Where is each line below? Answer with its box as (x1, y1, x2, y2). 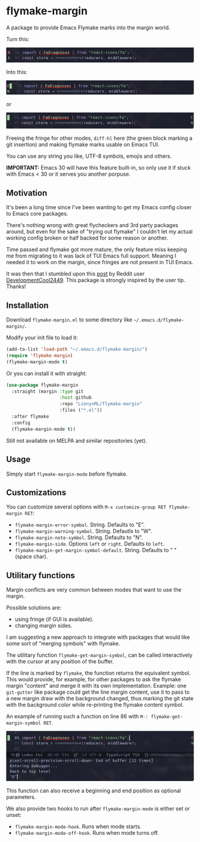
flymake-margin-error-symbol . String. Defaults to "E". (14, 521, 145, 528)
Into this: (6, 69, 28, 75)
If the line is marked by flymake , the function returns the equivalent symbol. (6, 669, 191, 676)
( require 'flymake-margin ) (6, 353, 73, 359)
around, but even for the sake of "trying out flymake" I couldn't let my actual (6, 228, 193, 235)
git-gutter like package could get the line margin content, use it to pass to (6, 688, 190, 696)
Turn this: (6, 35, 30, 42)
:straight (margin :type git (11, 388, 84, 394)
